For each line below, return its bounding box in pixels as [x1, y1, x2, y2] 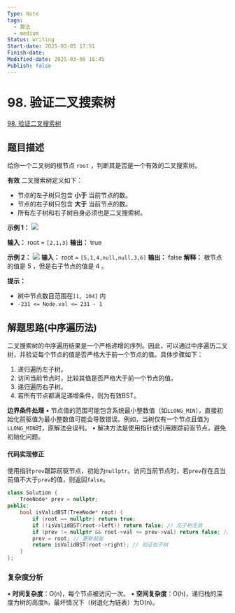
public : [7, 502, 30, 509]
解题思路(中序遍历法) [7, 321, 97, 333]
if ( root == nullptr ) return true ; [32, 515, 136, 522]
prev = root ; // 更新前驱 [32, 535, 104, 542]
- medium [13, 29, 39, 37]
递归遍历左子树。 [17, 365, 67, 374]
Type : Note [7, 10, 39, 17]
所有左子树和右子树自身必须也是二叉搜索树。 [17, 209, 147, 217]
